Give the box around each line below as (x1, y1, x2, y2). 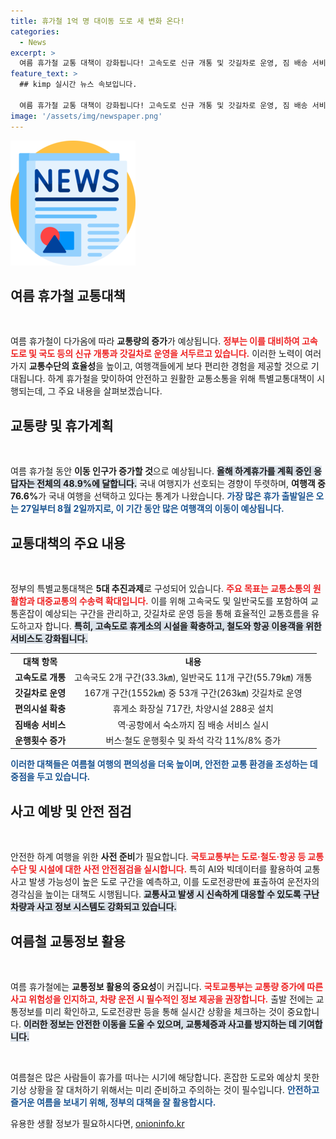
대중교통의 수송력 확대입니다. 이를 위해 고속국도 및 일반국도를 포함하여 (36, 595, 309, 607)
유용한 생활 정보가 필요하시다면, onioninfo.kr (10, 1118, 185, 1130)
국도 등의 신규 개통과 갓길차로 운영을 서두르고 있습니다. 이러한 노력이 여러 (38, 348, 322, 360)
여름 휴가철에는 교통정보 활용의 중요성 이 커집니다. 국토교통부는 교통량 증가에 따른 (10, 981, 324, 993)
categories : (10, 26, 60, 37)
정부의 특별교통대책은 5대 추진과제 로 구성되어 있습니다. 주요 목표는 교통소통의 (10, 582, 312, 594)
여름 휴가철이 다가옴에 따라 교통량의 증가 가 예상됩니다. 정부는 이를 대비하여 (10, 335, 300, 347)
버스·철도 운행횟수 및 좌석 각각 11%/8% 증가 (105, 734, 282, 746)
